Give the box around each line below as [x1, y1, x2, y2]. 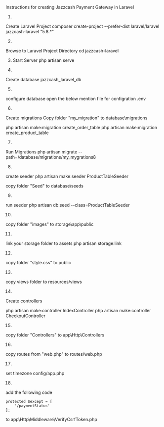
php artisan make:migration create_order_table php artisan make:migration [5, 125, 158, 130]
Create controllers [5, 298, 42, 304]
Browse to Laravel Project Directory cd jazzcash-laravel [5, 48, 119, 53]
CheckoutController [5, 313, 46, 319]
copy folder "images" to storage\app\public [5, 221, 94, 227]
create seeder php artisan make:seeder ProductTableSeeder [5, 173, 129, 179]
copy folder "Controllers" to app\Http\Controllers [5, 332, 105, 338]
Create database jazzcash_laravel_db [5, 77, 82, 82]
